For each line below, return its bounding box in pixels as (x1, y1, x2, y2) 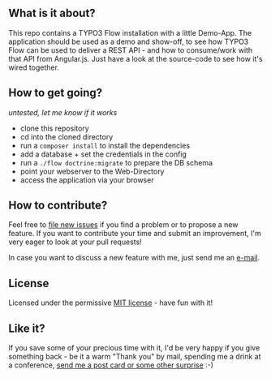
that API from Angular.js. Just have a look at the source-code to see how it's (8, 54, 263, 63)
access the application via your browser (19, 174, 154, 185)
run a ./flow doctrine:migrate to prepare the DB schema (19, 157, 213, 167)
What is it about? (8, 6, 96, 20)
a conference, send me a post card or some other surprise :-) (8, 360, 213, 370)
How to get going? (8, 86, 103, 100)
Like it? (8, 321, 45, 335)
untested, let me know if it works (8, 107, 118, 117)
